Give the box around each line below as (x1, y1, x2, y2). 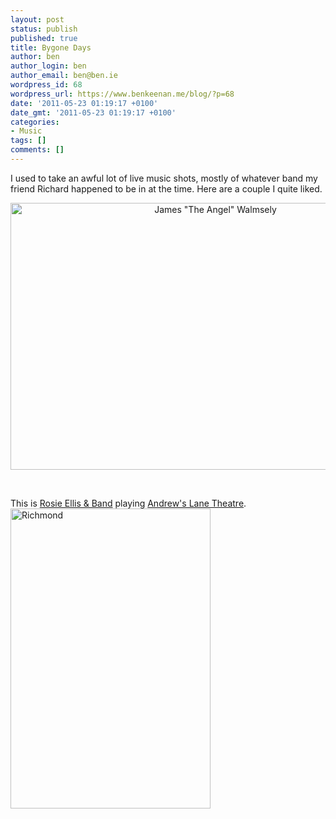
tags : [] (10, 136, 47, 146)
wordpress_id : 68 (10, 80, 83, 90)
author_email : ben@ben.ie (10, 71, 118, 81)
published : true (10, 33, 78, 43)
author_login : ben (10, 61, 87, 71)
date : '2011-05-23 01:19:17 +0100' (10, 98, 159, 108)
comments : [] (10, 145, 65, 155)
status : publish (10, 24, 78, 34)
